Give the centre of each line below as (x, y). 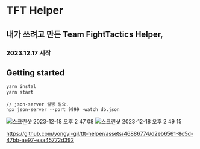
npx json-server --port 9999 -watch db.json (63, 110)
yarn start (20, 92)
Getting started (36, 73)
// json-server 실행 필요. (38, 104)
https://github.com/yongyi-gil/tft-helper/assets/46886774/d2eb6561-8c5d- (100, 134)
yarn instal (21, 87)
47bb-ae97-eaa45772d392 (40, 140)
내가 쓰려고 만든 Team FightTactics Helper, (85, 34)
